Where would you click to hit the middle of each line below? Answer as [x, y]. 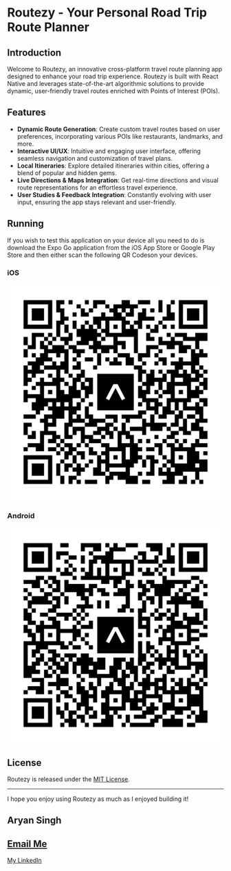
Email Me [27, 844]
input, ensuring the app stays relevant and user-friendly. [97, 202]
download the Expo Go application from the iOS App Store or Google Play [111, 247]
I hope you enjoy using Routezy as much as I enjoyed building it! [98, 799]
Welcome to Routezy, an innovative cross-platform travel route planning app [115, 69]
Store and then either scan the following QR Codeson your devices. [102, 255]
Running [26, 224]
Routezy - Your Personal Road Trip [107, 13]
